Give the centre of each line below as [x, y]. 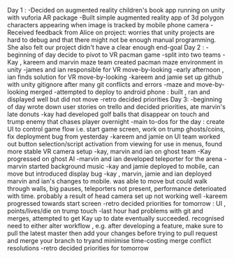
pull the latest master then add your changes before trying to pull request [112, 233]
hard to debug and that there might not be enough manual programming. [112, 40]
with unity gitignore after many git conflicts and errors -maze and [101, 84]
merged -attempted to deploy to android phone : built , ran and [120, 92]
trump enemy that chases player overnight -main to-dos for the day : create [116, 121]
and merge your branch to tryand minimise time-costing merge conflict [109, 240]
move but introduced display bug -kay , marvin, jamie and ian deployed [109, 174]
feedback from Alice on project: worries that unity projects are [125, 32]
